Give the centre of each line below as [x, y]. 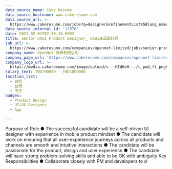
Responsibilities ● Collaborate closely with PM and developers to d [76, 161]
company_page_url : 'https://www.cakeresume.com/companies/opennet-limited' [88, 57]
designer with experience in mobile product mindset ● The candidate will [83, 134]
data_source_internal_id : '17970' [42, 29]
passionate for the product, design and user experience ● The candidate [82, 150]
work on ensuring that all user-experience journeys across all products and [84, 139]
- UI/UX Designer [28, 105]
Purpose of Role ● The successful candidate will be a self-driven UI [77, 129]
